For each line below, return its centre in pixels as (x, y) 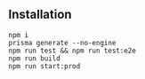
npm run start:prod (44, 66)
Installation (40, 15)
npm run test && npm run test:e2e (72, 51)
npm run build (35, 58)
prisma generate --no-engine (62, 43)
